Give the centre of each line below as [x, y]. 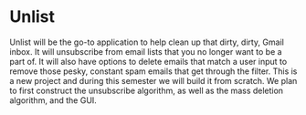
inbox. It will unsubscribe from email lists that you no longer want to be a [146, 51]
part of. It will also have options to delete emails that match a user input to [148, 61]
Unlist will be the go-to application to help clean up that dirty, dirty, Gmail [147, 42]
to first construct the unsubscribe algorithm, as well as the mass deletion [147, 90]
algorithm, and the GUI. [53, 100]
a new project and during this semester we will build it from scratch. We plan [153, 80]
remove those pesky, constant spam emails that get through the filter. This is [153, 71]
